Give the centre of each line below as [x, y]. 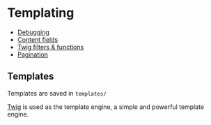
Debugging [33, 32]
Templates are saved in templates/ [57, 93]
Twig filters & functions [50, 47]
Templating [41, 13]
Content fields [38, 39]
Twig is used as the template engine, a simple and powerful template [106, 107]
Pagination [33, 54]
